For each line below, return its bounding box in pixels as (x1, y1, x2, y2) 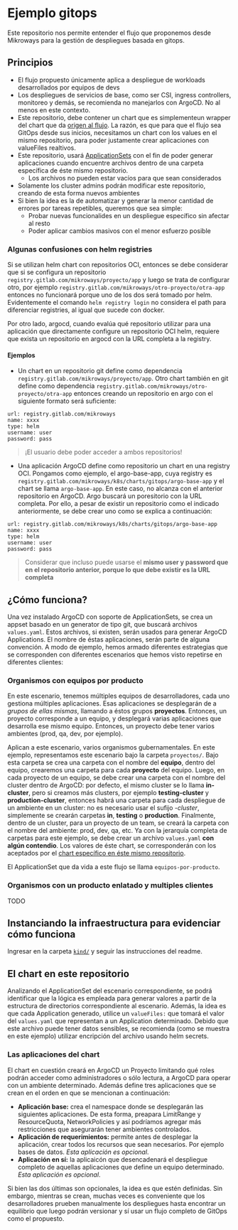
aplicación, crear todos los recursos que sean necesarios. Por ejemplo (17, 1140, 225, 1148)
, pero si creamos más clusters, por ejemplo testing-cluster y (28, 789, 210, 797)
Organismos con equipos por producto (7, 675, 144, 685)
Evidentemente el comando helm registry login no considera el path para (7, 298, 227, 307)
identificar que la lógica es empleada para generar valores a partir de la (7, 994, 217, 1003)
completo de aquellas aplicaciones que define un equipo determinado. (17, 1162, 225, 1171)
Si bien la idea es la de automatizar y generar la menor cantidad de (17, 196, 214, 205)
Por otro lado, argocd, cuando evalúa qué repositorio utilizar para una (7, 320, 211, 328)
